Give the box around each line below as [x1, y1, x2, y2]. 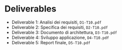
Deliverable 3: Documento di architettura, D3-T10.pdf [11, 29, 117, 35]
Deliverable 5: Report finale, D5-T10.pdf [11, 39, 90, 45]
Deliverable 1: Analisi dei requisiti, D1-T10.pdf [11, 19, 102, 25]
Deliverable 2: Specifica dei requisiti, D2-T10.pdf [11, 24, 108, 30]
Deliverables [4, 3, 56, 14]
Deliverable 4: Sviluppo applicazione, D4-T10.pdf [11, 35, 109, 40]
